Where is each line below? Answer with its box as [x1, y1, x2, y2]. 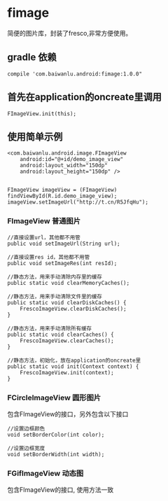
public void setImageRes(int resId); [7, 260, 118, 267]
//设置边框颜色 [7, 425, 45, 432]
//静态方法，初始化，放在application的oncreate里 [7, 357, 141, 364]
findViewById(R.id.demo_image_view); [7, 192, 118, 200]
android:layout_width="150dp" [20, 162, 108, 169]
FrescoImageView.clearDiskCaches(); [20, 305, 127, 312]
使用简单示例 [7, 131, 63, 143]
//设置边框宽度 [7, 444, 45, 452]
